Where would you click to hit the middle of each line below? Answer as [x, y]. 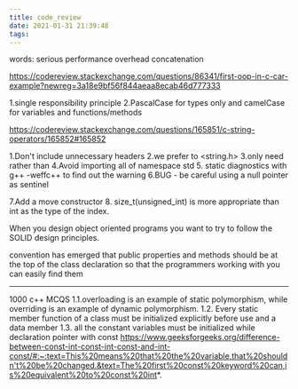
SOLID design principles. [55, 238]
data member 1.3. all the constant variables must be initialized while [132, 328]
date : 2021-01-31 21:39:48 [59, 26]
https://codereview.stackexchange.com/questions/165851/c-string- [132, 130]
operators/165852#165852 [58, 139]
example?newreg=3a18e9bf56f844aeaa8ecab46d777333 [115, 86]
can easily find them [47, 274]
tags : [19, 34]
